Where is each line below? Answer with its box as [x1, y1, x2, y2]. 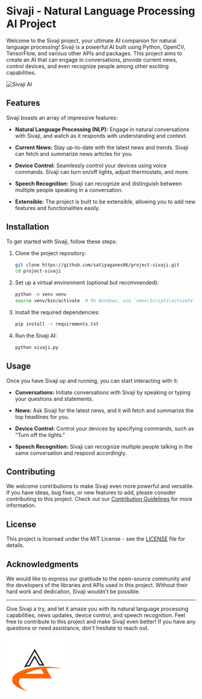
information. [6, 502, 37, 509]
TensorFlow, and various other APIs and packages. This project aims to [6, 49, 182, 57]
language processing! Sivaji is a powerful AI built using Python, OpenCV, [6, 43, 186, 51]
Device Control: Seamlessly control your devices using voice [14, 161, 167, 169]
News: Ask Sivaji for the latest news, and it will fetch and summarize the [14, 406, 194, 414]
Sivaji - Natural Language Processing [6, 4, 195, 18]
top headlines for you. [14, 413, 70, 420]
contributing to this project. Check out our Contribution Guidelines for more [6, 496, 192, 503]
